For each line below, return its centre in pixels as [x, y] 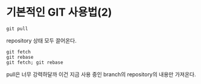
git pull [17, 28]
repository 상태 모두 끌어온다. [42, 40]
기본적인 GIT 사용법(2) [59, 12]
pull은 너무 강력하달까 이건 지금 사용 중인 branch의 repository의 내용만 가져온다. [101, 74]
